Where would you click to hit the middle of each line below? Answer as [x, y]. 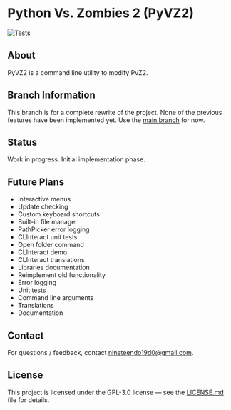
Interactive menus [44, 199]
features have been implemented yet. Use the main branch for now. [106, 120]
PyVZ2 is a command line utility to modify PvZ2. [78, 72]
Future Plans [36, 182]
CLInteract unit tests [47, 237]
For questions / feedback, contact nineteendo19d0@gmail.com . [101, 352]
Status [22, 142]
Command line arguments [56, 298]
